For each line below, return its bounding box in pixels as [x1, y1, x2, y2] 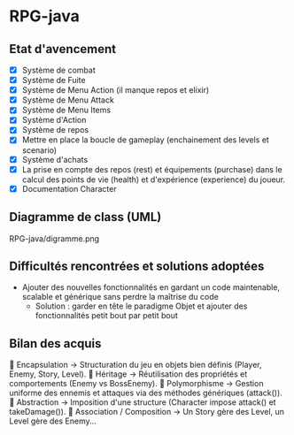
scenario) [21, 144, 58, 156]
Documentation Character [21, 183, 117, 194]
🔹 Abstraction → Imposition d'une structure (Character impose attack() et [9, 397, 276, 408]
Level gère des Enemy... [9, 416, 97, 426]
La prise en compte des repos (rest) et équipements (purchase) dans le [21, 164, 282, 174]
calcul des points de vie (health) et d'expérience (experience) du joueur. [21, 174, 286, 185]
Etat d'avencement [9, 42, 117, 57]
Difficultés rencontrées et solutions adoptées [9, 258, 265, 273]
